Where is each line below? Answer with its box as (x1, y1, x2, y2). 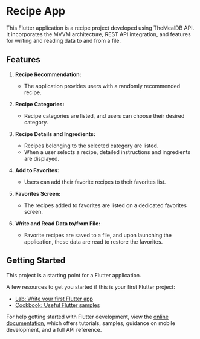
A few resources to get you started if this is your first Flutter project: (6, 283, 175, 291)
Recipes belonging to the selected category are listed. (24, 142, 159, 149)
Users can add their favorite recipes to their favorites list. (24, 178, 166, 186)
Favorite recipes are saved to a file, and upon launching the (24, 231, 172, 239)
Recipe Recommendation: (15, 71, 82, 78)
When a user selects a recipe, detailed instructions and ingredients (24, 148, 191, 155)
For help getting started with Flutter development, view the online (6, 313, 169, 320)
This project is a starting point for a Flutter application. (6, 271, 141, 279)
